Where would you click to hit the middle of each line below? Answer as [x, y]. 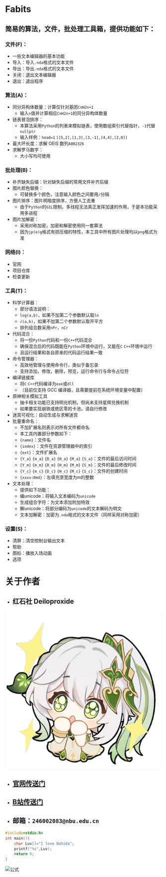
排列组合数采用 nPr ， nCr [44, 327]
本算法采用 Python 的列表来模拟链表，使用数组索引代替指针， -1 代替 [87, 126]
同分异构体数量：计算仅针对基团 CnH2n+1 [53, 107]
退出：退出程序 [28, 81]
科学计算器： [25, 302]
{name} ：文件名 [35, 440]
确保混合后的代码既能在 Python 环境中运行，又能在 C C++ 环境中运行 [86, 346]
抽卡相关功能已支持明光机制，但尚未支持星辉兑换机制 [74, 402]
